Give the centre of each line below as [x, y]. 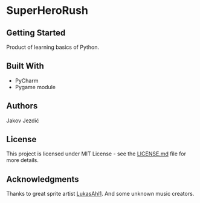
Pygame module [35, 87]
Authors [22, 106]
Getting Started [36, 33]
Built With [25, 66]
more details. [23, 160]
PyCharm [27, 80]
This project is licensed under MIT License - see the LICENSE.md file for [96, 154]
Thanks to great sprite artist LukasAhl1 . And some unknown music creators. [100, 194]
